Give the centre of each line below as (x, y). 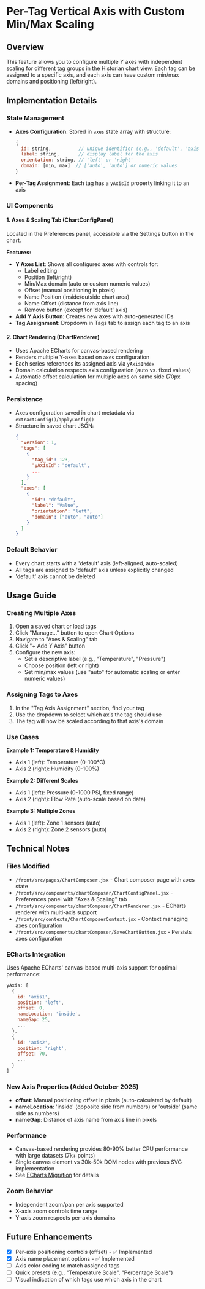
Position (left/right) (48, 277)
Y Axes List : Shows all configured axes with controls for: (87, 264)
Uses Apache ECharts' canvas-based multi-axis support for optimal (92, 967)
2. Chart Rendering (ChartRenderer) (53, 337)
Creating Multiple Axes (41, 613)
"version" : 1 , (39, 443)
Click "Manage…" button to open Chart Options (75, 633)
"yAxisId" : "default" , (61, 465)
